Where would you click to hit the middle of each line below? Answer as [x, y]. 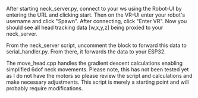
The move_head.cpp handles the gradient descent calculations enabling [95, 63]
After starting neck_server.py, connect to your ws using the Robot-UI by [94, 9]
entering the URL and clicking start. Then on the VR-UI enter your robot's [96, 15]
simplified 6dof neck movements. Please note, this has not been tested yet [98, 69]
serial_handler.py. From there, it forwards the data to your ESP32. [86, 52]
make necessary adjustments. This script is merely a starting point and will [98, 82]
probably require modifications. [45, 88]
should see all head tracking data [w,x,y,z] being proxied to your [85, 27]
